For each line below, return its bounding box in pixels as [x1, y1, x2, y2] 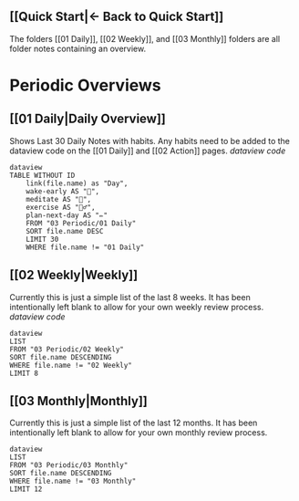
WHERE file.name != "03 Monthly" [9, 476, 137, 486]
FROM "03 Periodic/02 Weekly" [9, 344, 125, 354]
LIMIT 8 [9, 369, 39, 378]
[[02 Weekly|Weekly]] [9, 267, 139, 283]
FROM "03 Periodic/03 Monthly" [9, 461, 129, 470]
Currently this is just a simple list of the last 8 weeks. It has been [9, 291, 251, 302]
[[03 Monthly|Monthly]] [9, 393, 148, 409]
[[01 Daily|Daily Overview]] [9, 111, 167, 127]
